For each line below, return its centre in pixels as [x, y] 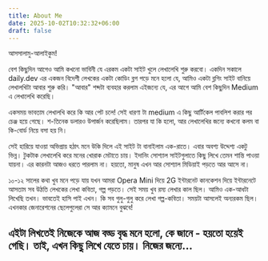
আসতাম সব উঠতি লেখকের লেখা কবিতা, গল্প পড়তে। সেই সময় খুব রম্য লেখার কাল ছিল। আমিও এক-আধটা [128, 190]
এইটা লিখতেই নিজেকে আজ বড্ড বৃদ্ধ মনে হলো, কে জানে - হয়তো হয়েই [126, 233]
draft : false [30, 30]
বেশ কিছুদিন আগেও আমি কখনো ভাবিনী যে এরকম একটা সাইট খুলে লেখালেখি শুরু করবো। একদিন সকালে [125, 70]
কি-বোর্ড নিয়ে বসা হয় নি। [38, 130]
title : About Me [35, 16]
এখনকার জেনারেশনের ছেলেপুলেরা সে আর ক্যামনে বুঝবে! [71, 207]
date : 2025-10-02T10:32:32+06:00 [64, 23]
